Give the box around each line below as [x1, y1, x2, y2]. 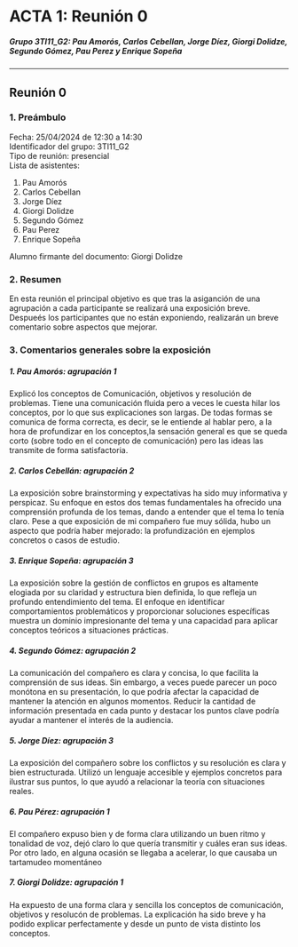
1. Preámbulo [9, 111, 67, 123]
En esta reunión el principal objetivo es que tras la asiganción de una [9, 293, 261, 304]
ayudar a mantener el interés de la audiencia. [9, 714, 174, 725]
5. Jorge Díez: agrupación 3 [9, 735, 114, 745]
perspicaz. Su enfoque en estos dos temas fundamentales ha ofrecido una [9, 497, 282, 507]
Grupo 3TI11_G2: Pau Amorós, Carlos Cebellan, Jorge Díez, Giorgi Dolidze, [9, 36, 288, 46]
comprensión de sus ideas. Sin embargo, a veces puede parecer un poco [9, 677, 278, 688]
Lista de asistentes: [9, 160, 80, 171]
